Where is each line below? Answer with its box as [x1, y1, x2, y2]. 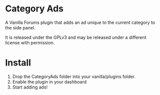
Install [5, 57, 31, 69]
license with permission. [5, 39, 55, 45]
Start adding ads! [12, 84, 48, 90]
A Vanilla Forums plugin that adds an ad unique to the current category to [5, 19, 156, 25]
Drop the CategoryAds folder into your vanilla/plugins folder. [12, 73, 136, 80]
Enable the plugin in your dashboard [12, 79, 87, 85]
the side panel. [5, 24, 36, 30]
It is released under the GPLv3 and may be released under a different [5, 34, 147, 40]
